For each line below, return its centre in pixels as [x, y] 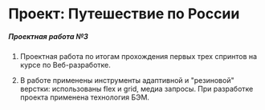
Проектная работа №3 [48, 36]
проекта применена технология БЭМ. [85, 97]
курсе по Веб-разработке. [65, 65]
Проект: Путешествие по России [124, 14]
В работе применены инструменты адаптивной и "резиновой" [127, 81]
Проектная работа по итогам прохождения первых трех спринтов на [139, 57]
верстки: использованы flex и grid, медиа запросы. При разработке [137, 89]
